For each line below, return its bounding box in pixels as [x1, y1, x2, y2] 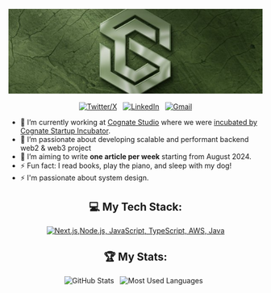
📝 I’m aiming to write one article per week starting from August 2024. [19, 152, 252, 161]
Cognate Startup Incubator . [19, 126, 111, 136]
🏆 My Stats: [103, 250, 168, 264]
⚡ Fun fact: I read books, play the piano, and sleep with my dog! [19, 161, 232, 170]
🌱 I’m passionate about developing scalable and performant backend [19, 135, 249, 144]
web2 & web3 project [19, 143, 91, 153]
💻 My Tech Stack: [88, 200, 183, 214]
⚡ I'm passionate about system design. [19, 173, 149, 182]
